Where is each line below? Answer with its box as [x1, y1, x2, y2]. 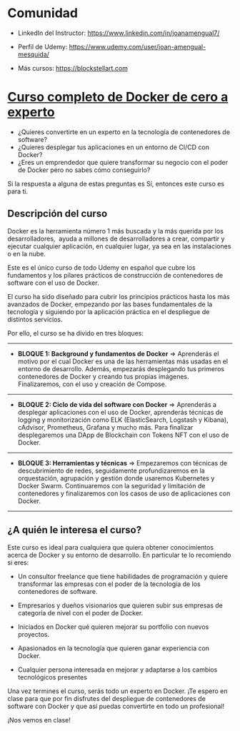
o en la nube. [7, 249, 46, 258]
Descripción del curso [7, 208, 108, 220]
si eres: [7, 558, 29, 567]
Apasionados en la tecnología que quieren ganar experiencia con [17, 644, 209, 652]
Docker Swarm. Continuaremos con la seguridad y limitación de [17, 481, 206, 490]
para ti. [7, 187, 29, 196]
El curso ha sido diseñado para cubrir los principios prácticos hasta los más [7, 292, 230, 301]
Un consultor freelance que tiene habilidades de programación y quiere [17, 572, 229, 580]
